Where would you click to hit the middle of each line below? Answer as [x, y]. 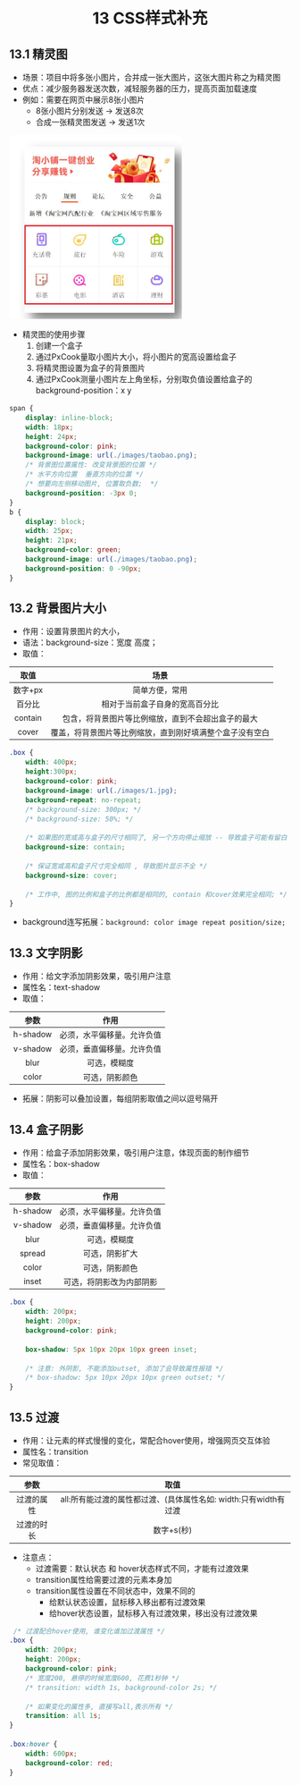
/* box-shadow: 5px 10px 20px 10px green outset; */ [125, 1378]
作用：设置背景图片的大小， [73, 631]
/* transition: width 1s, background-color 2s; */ [121, 1688]
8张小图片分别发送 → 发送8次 [90, 111]
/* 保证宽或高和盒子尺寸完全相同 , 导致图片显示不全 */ [117, 866]
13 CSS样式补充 [150, 18]
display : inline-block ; [70, 418]
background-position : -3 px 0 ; [82, 493]
